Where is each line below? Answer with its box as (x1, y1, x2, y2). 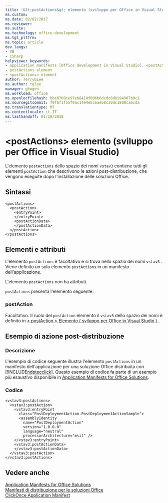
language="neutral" (23, 429, 64, 434)
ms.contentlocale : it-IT (5, 109, 57, 115)
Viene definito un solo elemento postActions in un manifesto (5, 264, 129, 270)
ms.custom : (5, 12, 28, 17)
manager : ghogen (5, 86, 39, 91)
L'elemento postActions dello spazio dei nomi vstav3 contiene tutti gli (5, 163, 147, 169)
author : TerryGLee (5, 77, 43, 82)
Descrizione (5, 347, 35, 354)
